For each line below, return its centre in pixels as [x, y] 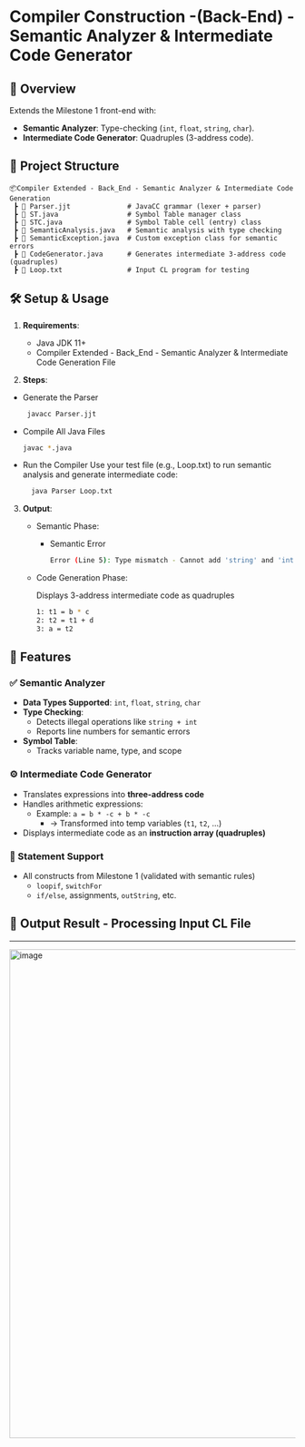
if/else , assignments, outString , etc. [106, 895]
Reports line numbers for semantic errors [113, 731]
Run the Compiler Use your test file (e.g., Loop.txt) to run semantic [147, 465]
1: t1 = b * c [63, 612]
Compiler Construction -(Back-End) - [152, 17]
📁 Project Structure [64, 166]
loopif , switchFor [69, 885]
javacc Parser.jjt [62, 414]
